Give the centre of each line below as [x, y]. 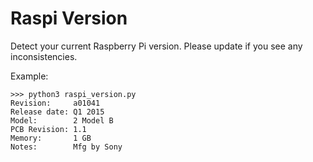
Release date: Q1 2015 [57, 112]
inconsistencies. [44, 56]
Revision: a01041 [55, 103]
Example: [29, 76]
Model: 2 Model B [62, 120]
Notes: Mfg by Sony [66, 147]
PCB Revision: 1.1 [48, 129]
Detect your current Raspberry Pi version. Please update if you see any [156, 46]
